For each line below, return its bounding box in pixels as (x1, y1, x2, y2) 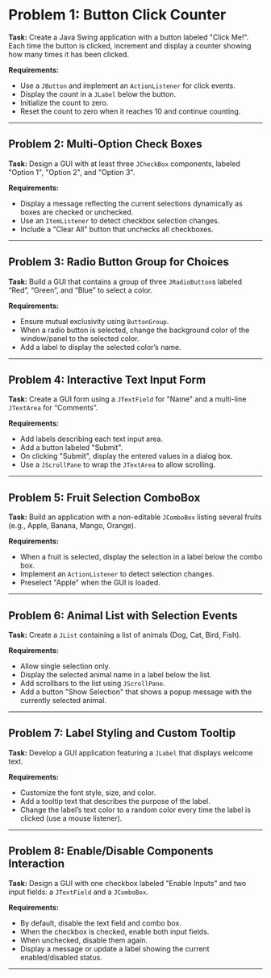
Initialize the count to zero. (19, 98, 109, 107)
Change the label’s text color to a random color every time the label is (19, 805, 252, 814)
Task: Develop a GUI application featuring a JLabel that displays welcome (8, 747, 253, 757)
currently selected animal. (19, 696, 107, 705)
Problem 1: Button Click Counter (8, 6, 227, 24)
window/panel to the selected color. (19, 333, 140, 343)
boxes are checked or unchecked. (19, 207, 134, 217)
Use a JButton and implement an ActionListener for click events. (19, 81, 236, 90)
